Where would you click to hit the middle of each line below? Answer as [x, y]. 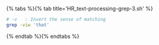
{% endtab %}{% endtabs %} [43, 36]
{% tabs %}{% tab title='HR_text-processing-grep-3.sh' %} [79, 9]
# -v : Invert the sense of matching [56, 20]
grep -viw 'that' [28, 25]
